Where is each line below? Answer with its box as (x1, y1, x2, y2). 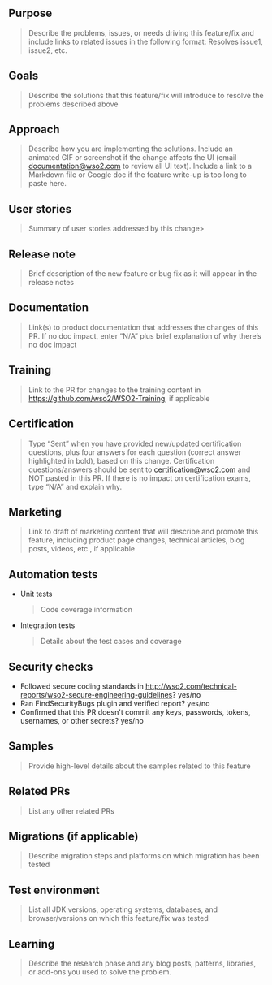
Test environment (8, 883, 100, 896)
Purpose (8, 6, 53, 20)
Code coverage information (40, 605, 132, 615)
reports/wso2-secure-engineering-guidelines (19, 689, 173, 699)
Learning (8, 937, 55, 951)
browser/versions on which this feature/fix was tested (28, 914, 209, 923)
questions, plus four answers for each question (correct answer (28, 447, 242, 457)
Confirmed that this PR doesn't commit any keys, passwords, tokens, (19, 706, 251, 717)
